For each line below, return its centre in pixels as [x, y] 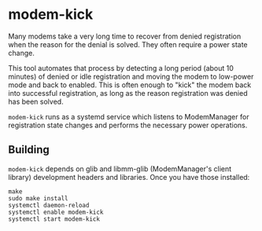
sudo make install [38, 198]
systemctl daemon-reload [49, 205]
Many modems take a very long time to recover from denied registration [125, 36]
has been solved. [36, 101]
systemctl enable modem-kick [56, 212]
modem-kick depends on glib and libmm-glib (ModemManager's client [120, 169]
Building [29, 150]
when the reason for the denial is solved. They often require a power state [128, 44]
